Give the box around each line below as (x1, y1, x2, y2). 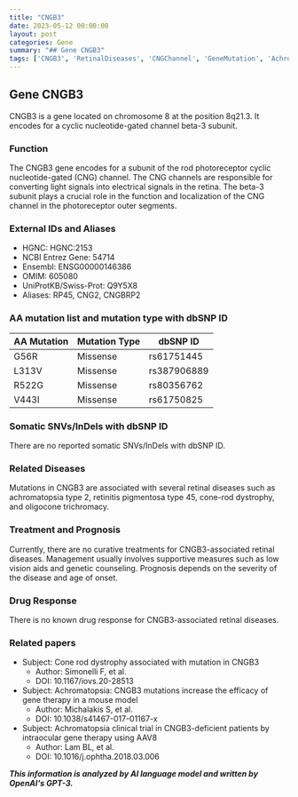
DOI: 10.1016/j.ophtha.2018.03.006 (35, 752, 160, 762)
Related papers (9, 636, 76, 649)
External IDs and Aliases (9, 223, 116, 235)
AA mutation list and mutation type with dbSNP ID (9, 312, 228, 324)
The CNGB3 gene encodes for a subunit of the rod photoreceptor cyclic (9, 163, 271, 173)
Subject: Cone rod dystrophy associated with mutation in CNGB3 (21, 657, 260, 667)
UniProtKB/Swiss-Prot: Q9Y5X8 (21, 281, 138, 291)
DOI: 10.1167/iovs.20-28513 (35, 676, 135, 687)
